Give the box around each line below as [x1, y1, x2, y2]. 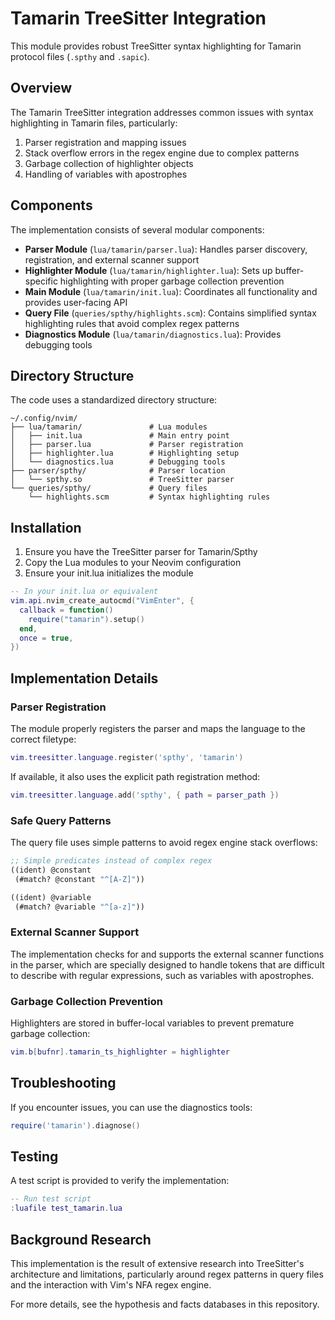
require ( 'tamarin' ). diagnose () [10, 1120, 141, 1131]
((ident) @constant [10, 865, 92, 875]
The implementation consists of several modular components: [10, 223, 265, 236]
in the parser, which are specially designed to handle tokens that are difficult [10, 958, 325, 971]
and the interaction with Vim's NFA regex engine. [10, 1278, 212, 1291]
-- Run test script [10, 1194, 92, 1204]
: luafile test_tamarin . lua [10, 1203, 123, 1214]
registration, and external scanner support [24, 253, 200, 266]
